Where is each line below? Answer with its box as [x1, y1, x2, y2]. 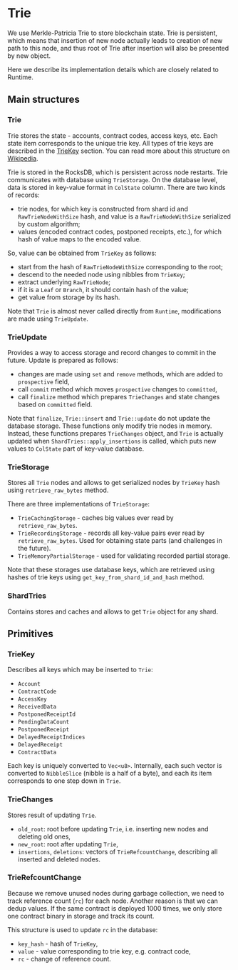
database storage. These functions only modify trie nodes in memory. [7, 421, 212, 430]
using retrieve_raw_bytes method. [7, 486, 109, 494]
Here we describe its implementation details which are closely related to [7, 65, 219, 74]
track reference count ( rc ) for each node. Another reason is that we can [7, 896, 219, 905]
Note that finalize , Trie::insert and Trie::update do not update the [7, 414, 211, 422]
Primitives [7, 627, 53, 640]
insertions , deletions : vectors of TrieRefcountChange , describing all [17, 847, 218, 856]
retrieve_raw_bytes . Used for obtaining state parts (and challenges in [17, 536, 222, 545]
